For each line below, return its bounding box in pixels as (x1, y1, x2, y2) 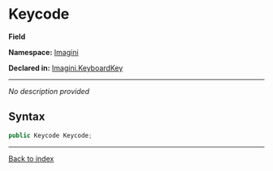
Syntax (8, 110, 45, 124)
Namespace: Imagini (8, 47, 79, 57)
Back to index (8, 153, 54, 163)
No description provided (8, 86, 90, 96)
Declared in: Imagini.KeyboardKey (8, 62, 123, 73)
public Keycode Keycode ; (8, 131, 93, 139)
